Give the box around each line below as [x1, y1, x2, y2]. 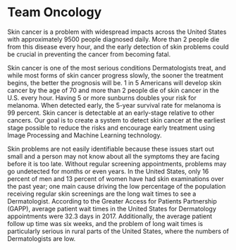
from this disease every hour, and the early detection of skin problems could [7, 42, 229, 51]
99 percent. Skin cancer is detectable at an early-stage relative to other [7, 108, 215, 117]
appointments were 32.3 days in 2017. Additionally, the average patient [7, 212, 213, 220]
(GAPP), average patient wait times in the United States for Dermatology [7, 204, 217, 213]
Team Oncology [7, 4, 102, 20]
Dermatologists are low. [7, 234, 76, 243]
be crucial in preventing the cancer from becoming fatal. [7, 50, 171, 58]
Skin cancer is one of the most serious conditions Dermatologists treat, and [7, 63, 227, 72]
